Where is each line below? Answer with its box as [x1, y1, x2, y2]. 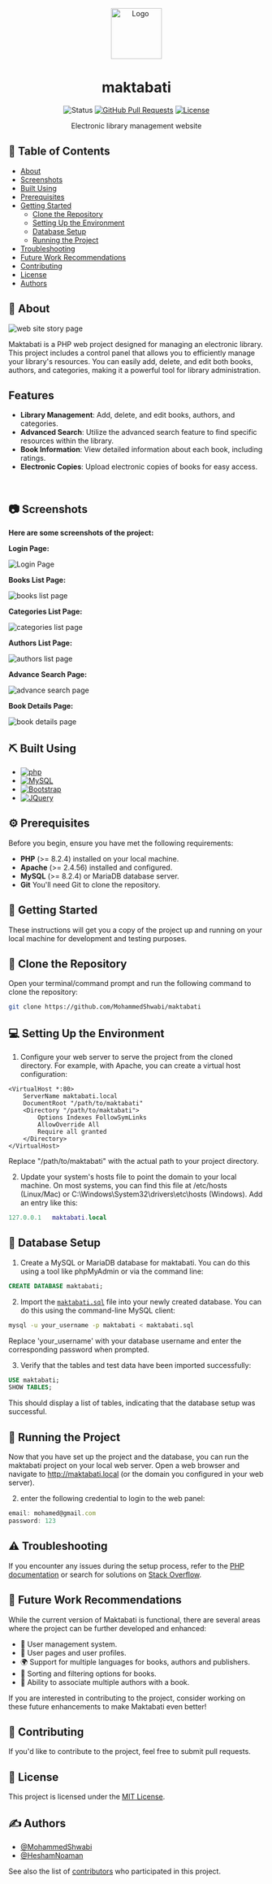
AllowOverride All [37, 1121, 100, 1129]
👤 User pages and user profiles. [19, 1647, 127, 1657]
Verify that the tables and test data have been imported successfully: [19, 1360, 252, 1370]
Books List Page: [8, 575, 67, 585]
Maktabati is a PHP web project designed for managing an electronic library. [8, 339, 263, 349]
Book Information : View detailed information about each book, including [19, 445, 263, 454]
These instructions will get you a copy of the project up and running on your [8, 925, 262, 935]
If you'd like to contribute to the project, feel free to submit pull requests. [8, 1747, 252, 1756]
